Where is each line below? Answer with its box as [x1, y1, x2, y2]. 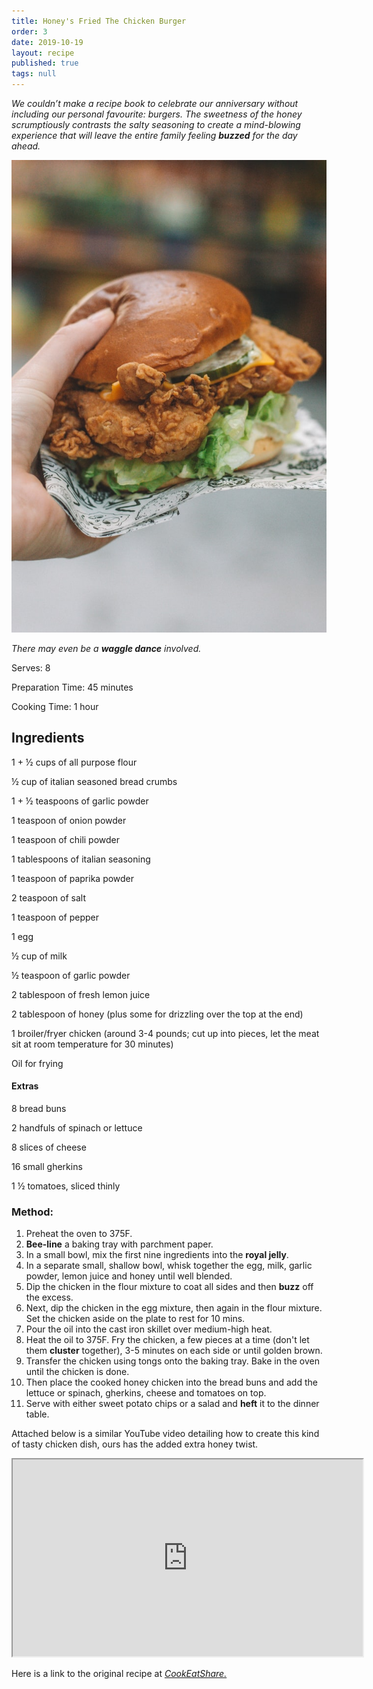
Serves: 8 [11, 662, 51, 674]
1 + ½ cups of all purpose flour [11, 756, 138, 768]
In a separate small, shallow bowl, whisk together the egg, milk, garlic [25, 1260, 313, 1272]
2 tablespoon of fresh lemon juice [11, 988, 151, 1000]
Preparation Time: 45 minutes [11, 681, 134, 693]
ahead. [11, 140, 41, 152]
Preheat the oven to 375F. [25, 1228, 133, 1240]
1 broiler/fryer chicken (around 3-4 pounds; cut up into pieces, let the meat [11, 1027, 320, 1039]
